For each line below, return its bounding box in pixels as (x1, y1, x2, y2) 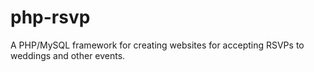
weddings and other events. (10, 49, 126, 61)
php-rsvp (10, 6, 91, 29)
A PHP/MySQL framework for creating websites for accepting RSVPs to (10, 39, 305, 51)
